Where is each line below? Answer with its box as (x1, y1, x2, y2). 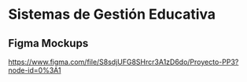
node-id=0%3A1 (8, 66, 61, 75)
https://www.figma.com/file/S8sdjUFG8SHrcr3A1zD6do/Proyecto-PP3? (8, 57, 239, 66)
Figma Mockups (8, 37, 89, 50)
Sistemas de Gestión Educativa (8, 5, 216, 23)
